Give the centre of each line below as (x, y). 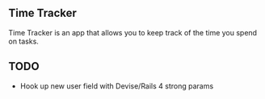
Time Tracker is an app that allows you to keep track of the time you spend (132, 32)
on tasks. (23, 41)
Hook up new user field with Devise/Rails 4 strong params (117, 86)
